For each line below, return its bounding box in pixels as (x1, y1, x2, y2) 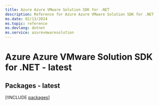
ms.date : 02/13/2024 (5, 16, 48, 21)
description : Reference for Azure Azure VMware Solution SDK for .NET (5, 12, 154, 17)
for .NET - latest (5, 62, 72, 73)
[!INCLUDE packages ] (5, 95, 50, 100)
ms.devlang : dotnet (5, 26, 46, 31)
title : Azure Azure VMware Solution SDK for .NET (5, 7, 110, 12)
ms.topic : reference (5, 21, 48, 26)
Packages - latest (5, 81, 60, 90)
